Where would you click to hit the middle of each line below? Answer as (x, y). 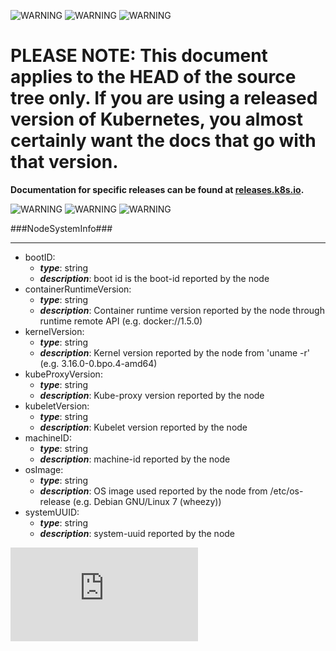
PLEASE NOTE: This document (139, 56)
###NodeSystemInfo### (61, 228)
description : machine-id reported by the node (135, 459)
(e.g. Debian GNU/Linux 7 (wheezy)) (147, 501)
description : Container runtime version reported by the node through (182, 310)
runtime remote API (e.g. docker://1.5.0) (121, 321)
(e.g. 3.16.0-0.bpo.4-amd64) (98, 363)
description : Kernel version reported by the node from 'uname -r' (174, 352)
